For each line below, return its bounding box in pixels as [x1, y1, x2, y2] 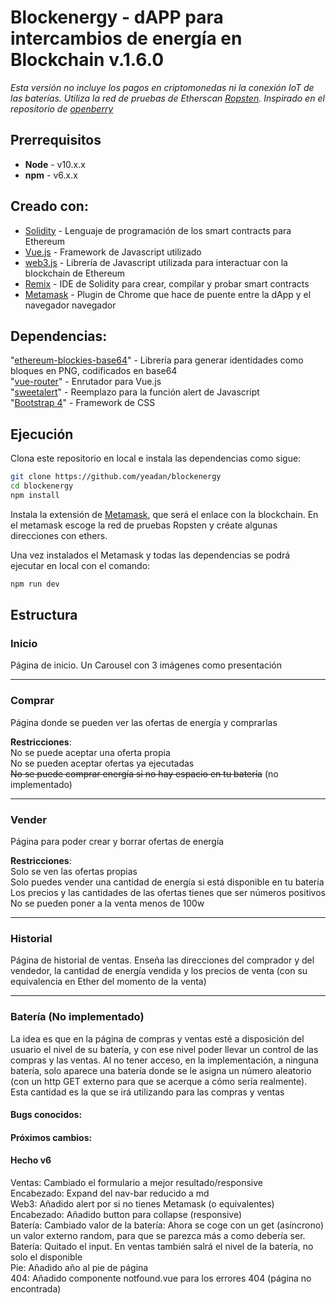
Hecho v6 [10, 1154, 52, 1166]
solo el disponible [10, 1251, 83, 1263]
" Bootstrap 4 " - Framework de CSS [10, 397, 156, 409]
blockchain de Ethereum [24, 267, 126, 279]
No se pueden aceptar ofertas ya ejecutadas [10, 757, 195, 769]
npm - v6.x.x [24, 169, 78, 181]
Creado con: [10, 198, 89, 215]
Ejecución [10, 426, 74, 443]
